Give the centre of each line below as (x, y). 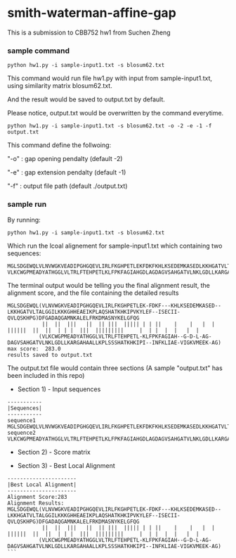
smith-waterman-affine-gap (92, 13)
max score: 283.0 (34, 349)
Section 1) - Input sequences (59, 389)
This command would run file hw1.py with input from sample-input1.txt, (110, 78)
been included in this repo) (46, 375)
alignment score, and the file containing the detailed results (93, 293)
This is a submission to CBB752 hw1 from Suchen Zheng (89, 32)
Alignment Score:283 (38, 497)
